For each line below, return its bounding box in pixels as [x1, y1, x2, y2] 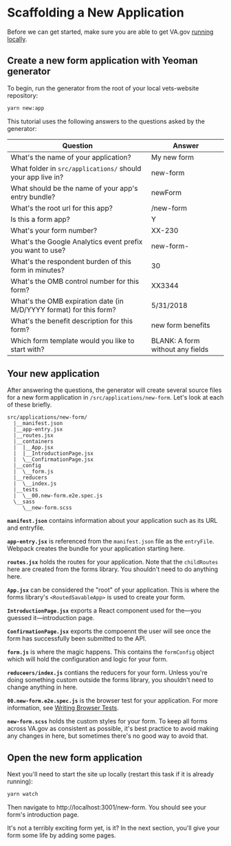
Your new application [7, 368, 100, 380]
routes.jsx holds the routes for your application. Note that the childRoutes [7, 558, 219, 566]
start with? [10, 344, 45, 354]
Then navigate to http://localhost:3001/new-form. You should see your [7, 803, 207, 812]
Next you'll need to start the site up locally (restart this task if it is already [7, 770, 214, 778]
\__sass [13, 498, 36, 506]
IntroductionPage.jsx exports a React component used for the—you [7, 606, 201, 615]
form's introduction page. [7, 811, 79, 819]
